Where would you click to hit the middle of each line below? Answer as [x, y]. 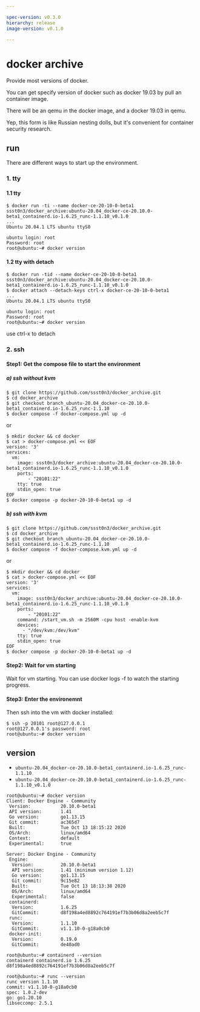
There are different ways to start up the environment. [72, 163]
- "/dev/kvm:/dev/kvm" [51, 630]
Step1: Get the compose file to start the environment [73, 364]
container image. [27, 99]
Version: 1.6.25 [45, 907]
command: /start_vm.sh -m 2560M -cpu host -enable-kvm [88, 620]
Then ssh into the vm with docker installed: [60, 712]
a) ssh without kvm [31, 378]
